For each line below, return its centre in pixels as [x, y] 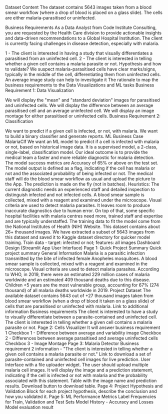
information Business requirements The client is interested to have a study [82, 311]
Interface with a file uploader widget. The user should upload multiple [77, 365]
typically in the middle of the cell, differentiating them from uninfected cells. [83, 74]
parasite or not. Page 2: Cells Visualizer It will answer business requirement [83, 327]
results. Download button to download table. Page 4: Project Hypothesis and [84, 386]
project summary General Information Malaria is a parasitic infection [75, 253]
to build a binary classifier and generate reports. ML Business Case [74, 136]
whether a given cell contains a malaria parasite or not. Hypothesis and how [83, 64]
